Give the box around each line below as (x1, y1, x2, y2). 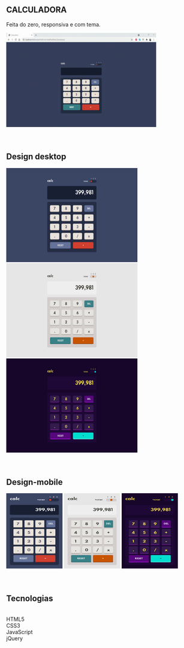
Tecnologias (6, 593, 53, 603)
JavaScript (6, 629, 33, 636)
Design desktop (6, 152, 67, 162)
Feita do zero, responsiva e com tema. (6, 20, 101, 28)
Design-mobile (6, 477, 63, 487)
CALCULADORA (6, 5, 67, 15)
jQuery (6, 635, 23, 642)
